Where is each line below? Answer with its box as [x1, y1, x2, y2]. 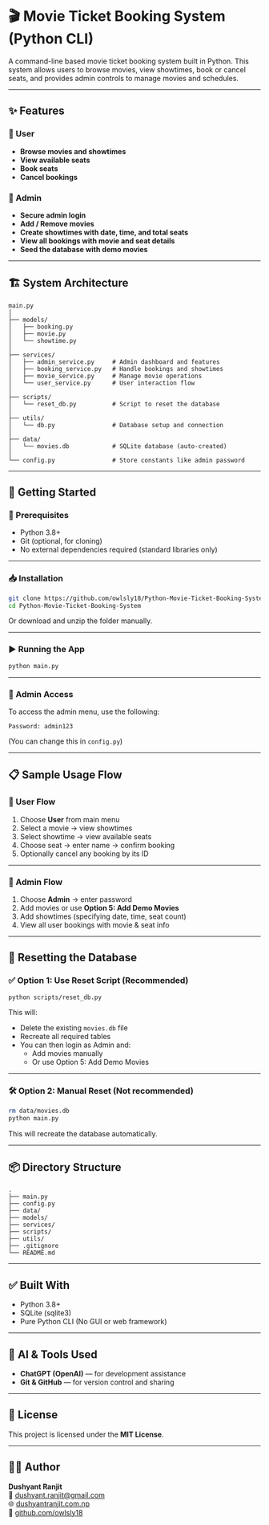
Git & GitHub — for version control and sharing [19, 1377, 175, 1387]
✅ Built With [8, 1278, 70, 1292]
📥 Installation [8, 573, 64, 584]
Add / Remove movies [19, 218, 94, 228]
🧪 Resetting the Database [8, 951, 138, 964]
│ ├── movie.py [8, 329, 66, 338]
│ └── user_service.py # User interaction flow [8, 379, 195, 387]
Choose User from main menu [19, 814, 120, 824]
